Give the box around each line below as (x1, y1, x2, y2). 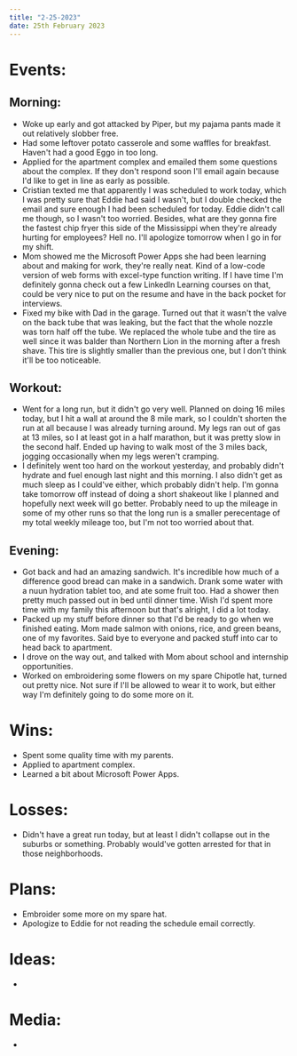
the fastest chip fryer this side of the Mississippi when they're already (21, 222, 277, 233)
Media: (9, 1010, 62, 1030)
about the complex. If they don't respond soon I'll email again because (21, 165, 279, 176)
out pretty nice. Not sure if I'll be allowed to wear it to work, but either (21, 680, 277, 691)
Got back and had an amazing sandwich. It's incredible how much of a (21, 566, 279, 578)
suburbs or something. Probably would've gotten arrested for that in (21, 839, 271, 849)
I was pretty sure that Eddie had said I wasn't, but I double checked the (21, 194, 282, 204)
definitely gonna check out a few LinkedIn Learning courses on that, (21, 279, 271, 290)
